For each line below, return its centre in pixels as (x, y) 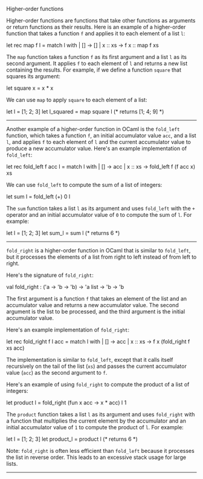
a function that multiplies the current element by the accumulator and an (96, 421)
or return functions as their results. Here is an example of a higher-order (96, 27)
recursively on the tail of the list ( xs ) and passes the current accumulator (97, 366)
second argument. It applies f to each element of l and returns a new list (97, 63)
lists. (12, 464)
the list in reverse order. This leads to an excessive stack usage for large (96, 457)
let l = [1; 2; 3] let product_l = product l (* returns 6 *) (72, 439)
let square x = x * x (30, 88)
